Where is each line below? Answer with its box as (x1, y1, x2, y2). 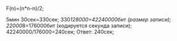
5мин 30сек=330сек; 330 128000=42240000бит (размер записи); (6, 16, 172, 23)
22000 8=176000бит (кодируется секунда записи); (6, 23, 132, 29)
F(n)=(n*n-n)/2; (6, 5, 44, 12)
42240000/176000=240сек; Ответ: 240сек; (6, 28, 115, 35)
